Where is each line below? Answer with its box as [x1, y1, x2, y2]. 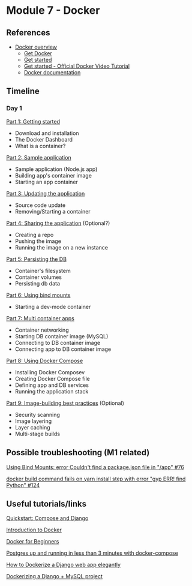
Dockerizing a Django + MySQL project [6, 573, 103, 580]
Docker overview [14, 43, 58, 50]
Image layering [14, 417, 52, 425]
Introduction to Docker [6, 526, 62, 534]
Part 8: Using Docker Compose [6, 357, 83, 364]
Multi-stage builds [14, 430, 60, 437]
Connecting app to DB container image [14, 345, 112, 353]
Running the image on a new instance [14, 244, 108, 251]
